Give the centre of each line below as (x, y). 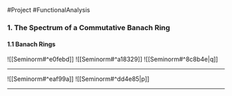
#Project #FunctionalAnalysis (49, 10)
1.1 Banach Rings (31, 44)
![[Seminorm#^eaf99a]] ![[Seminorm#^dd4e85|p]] (78, 79)
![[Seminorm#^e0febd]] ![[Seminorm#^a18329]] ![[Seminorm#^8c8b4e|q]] (113, 59)
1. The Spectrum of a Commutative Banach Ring (89, 27)
